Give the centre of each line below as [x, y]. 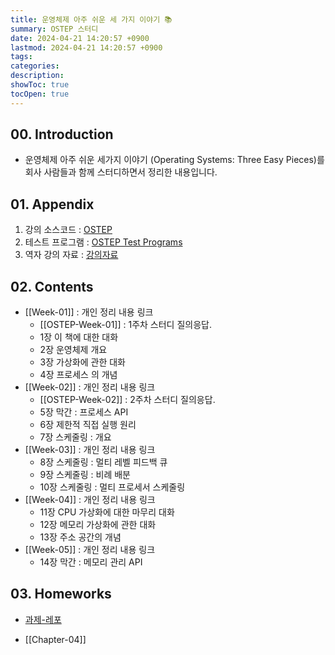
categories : [35, 66]
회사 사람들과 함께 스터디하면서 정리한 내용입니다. [121, 172]
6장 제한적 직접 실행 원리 [88, 425]
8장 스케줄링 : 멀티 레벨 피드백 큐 [103, 462]
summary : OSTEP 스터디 [54, 29]
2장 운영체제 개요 [73, 350]
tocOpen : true [40, 94]
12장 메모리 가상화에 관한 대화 [98, 525]
